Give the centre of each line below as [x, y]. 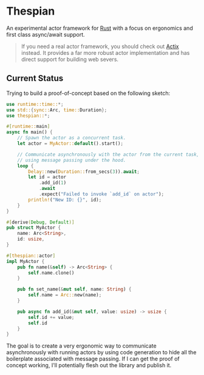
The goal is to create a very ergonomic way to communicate [81, 346]
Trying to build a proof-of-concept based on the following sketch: [88, 93]
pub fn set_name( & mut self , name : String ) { [74, 289]
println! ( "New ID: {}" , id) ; [65, 200]
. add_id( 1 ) [53, 183]
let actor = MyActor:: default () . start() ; [70, 144]
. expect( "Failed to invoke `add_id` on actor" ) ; [101, 194]
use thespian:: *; [28, 116]
